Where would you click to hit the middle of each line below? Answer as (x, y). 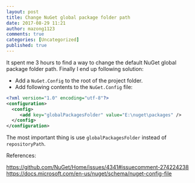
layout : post (23, 12)
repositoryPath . (26, 144)
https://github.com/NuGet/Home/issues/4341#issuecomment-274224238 (98, 167)
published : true (26, 46)
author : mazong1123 (31, 29)
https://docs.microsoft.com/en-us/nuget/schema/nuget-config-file (89, 174)
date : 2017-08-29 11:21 (36, 23)
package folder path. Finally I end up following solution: (75, 69)
